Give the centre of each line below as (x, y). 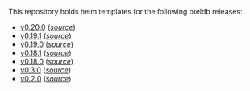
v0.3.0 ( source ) (45, 70)
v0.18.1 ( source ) (46, 53)
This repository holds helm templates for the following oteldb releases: (125, 12)
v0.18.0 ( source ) (47, 61)
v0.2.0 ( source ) (46, 79)
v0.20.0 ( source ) (48, 27)
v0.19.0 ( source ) (47, 44)
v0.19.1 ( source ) (46, 36)
